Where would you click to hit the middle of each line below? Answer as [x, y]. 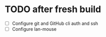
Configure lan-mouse [34, 29]
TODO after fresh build [53, 9]
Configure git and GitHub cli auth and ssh [55, 23]
